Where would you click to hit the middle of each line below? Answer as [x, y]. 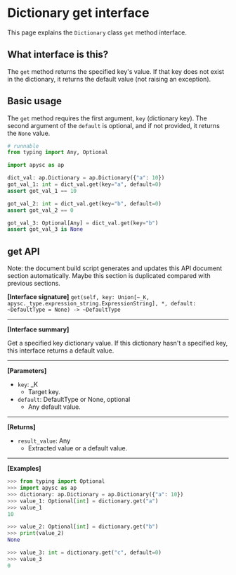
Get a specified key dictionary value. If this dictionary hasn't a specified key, [118, 343]
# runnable [23, 146]
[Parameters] [27, 371]
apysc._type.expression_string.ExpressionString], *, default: [102, 304]
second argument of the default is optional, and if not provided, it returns [113, 125]
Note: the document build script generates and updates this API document [115, 268]
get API [24, 251]
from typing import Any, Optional [58, 153]
